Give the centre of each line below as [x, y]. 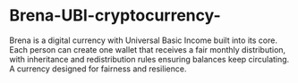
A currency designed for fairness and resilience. [98, 69]
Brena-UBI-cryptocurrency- [115, 16]
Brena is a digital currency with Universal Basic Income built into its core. [143, 40]
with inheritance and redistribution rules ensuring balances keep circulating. [149, 59]
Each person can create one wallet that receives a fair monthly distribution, [148, 49]
